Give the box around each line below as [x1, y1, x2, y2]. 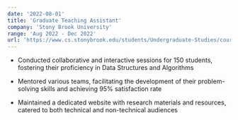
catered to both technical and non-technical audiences [17, 106, 178, 114]
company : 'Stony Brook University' [7, 23, 113, 30]
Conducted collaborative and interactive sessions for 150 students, [17, 56, 213, 64]
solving [17, 85, 40, 93]
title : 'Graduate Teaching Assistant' [7, 17, 122, 24]
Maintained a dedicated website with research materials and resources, [17, 98, 227, 107]
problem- [198, 77, 225, 85]
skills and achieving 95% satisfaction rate [40, 85, 162, 93]
